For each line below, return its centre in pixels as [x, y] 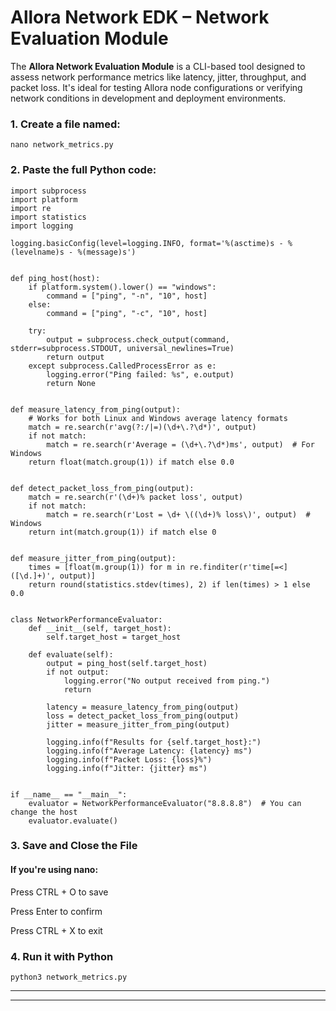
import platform [44, 199]
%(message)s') [107, 252]
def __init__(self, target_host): [100, 628]
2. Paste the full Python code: [83, 170]
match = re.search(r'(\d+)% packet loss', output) [136, 497]
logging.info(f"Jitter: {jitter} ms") [127, 768]
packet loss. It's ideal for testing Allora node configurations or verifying [156, 87]
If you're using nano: [54, 870]
